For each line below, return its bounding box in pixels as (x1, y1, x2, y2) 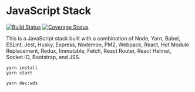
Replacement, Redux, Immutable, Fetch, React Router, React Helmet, (6, 47, 172, 54)
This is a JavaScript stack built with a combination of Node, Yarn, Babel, (6, 35, 180, 42)
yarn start (6, 70, 33, 76)
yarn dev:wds (6, 80, 38, 86)
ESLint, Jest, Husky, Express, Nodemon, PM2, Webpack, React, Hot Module (6, 41, 190, 48)
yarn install (6, 64, 38, 71)
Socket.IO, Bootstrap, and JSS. (6, 53, 81, 60)
